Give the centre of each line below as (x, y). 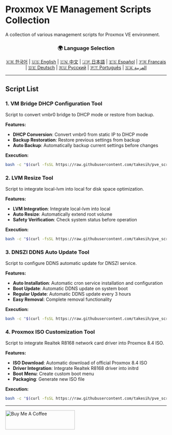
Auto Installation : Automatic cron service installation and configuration (88, 283)
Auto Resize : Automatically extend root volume (62, 214)
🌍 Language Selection (86, 48)
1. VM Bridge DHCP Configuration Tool (54, 103)
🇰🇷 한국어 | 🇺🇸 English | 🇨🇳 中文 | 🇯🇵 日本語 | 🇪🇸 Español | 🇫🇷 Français (86, 62)
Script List (22, 89)
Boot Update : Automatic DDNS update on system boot (70, 288)
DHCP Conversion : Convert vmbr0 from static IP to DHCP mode (80, 134)
